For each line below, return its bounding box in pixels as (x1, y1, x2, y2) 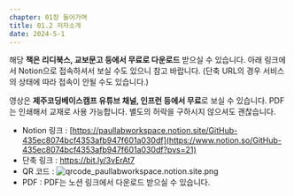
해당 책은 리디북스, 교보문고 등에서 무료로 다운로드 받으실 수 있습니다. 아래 (9, 55, 263, 65)
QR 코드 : (21, 166, 55, 177)
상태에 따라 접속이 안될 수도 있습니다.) (18, 77, 149, 87)
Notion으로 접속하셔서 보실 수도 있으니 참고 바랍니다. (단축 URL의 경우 (18, 65, 261, 76)
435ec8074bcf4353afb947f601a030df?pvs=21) (21, 145, 197, 155)
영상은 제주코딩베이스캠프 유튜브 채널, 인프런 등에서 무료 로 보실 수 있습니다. (9, 95, 267, 106)
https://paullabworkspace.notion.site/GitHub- (72, 125, 238, 136)
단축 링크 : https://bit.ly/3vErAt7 (21, 155, 135, 166)
